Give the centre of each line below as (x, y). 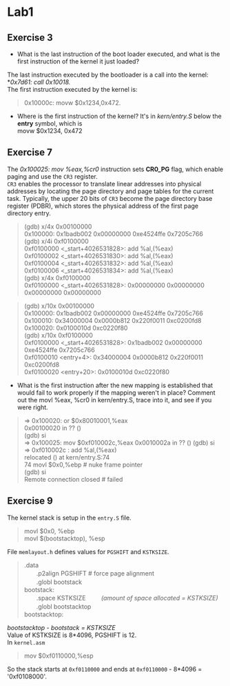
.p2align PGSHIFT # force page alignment (95, 573)
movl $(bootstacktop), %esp (64, 538)
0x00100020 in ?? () (52, 428)
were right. (32, 407)
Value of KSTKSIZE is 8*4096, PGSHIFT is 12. (72, 635)
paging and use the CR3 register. (52, 176)
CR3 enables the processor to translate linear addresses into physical (104, 184)
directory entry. (29, 213)
